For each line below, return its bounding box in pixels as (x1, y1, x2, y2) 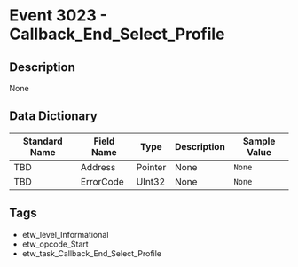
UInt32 (136, 175, 166, 187)
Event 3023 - (9, 5, 108, 26)
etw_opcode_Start (21, 239, 89, 249)
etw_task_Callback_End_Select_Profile (21, 247, 162, 258)
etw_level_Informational (21, 229, 109, 240)
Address (80, 161, 116, 173)
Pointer (136, 161, 167, 173)
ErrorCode (80, 175, 124, 187)
